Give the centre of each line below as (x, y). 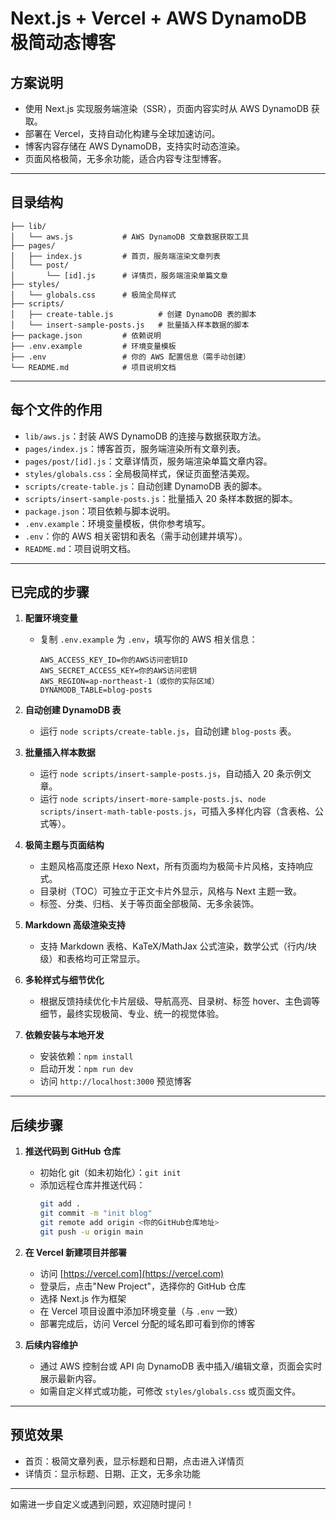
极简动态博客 (63, 43)
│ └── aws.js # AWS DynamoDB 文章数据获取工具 (130, 237)
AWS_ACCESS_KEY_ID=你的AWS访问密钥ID (113, 660)
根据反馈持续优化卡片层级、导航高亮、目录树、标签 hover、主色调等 (179, 1001)
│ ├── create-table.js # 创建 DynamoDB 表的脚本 (133, 314)
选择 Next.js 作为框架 (83, 1298)
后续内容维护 (51, 1344)
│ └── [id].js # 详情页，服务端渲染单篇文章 (119, 275)
